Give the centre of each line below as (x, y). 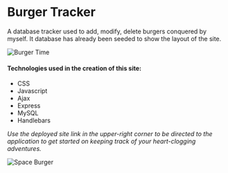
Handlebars (34, 121)
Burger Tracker (51, 12)
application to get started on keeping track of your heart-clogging (102, 141)
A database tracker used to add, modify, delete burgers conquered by (107, 31)
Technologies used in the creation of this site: (74, 68)
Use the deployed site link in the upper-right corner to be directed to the (110, 134)
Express (29, 106)
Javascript (32, 91)
